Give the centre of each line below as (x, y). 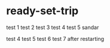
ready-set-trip (42, 11)
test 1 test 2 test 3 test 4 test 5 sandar (53, 27)
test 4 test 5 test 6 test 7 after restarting (55, 39)
